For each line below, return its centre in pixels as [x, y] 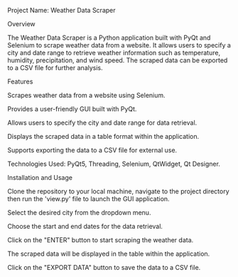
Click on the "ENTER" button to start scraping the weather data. [101, 240]
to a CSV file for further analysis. [55, 68]
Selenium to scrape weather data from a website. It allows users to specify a [119, 45]
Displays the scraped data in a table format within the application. [103, 136]
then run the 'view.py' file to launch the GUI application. [88, 199]
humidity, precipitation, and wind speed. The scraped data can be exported [118, 60]
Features [20, 81]
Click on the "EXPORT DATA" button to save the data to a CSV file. [104, 267]
